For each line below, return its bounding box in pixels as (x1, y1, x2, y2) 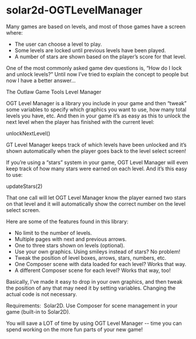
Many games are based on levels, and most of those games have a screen (6, 23, 186, 30)
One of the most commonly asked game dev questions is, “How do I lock (6, 64, 182, 71)
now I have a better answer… (6, 77, 76, 84)
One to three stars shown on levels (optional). (14, 241, 125, 249)
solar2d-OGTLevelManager (6, 4, 143, 17)
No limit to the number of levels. (14, 229, 92, 236)
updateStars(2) (6, 183, 43, 190)
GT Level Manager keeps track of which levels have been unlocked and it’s (6, 141, 187, 148)
